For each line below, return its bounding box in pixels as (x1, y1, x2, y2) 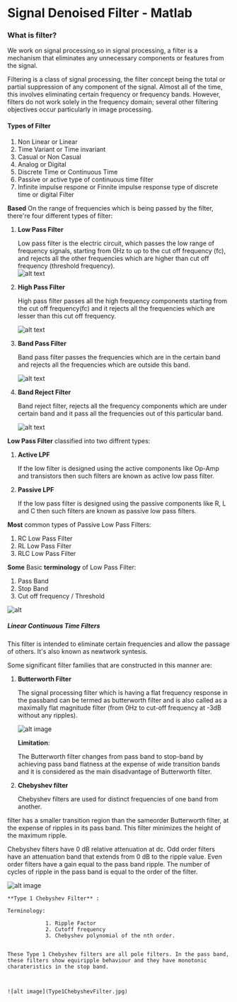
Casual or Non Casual (17, 152, 81, 161)
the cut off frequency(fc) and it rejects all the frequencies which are (17, 304, 216, 313)
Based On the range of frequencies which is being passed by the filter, (7, 204, 214, 212)
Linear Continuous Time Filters (7, 622, 100, 630)
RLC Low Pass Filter (17, 549, 76, 557)
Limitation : (17, 738, 50, 747)
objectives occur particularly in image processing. (7, 105, 154, 114)
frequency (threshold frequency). (17, 261, 115, 270)
